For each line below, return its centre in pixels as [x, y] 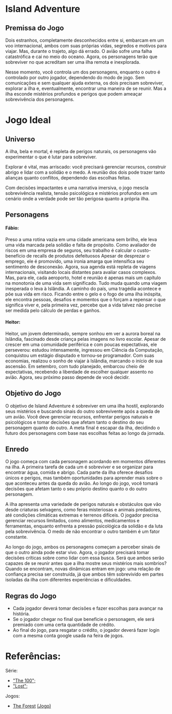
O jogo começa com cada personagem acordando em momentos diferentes [85, 462]
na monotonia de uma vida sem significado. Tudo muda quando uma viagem [86, 283]
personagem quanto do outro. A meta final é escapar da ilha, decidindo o [83, 428]
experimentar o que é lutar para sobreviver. [51, 157]
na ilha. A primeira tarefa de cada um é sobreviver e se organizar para [79, 467]
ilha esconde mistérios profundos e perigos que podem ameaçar [74, 94]
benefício [15, 255]
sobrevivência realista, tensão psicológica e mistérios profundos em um [81, 193]
